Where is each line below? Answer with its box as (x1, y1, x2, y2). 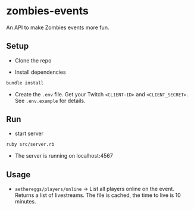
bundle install (6, 80, 44, 86)
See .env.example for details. (14, 97, 86, 104)
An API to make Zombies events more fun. (6, 24, 109, 31)
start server (14, 130, 43, 137)
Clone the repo (14, 57, 52, 64)
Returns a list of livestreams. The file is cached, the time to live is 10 (14, 192, 182, 199)
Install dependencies (14, 68, 67, 76)
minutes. (14, 198, 37, 205)
